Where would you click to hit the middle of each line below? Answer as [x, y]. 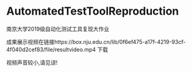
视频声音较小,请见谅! [32, 62]
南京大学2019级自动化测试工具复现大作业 [58, 29]
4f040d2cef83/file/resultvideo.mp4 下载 [57, 49]
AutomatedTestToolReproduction [93, 11]
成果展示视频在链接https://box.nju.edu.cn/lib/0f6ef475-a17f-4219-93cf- [96, 41]
